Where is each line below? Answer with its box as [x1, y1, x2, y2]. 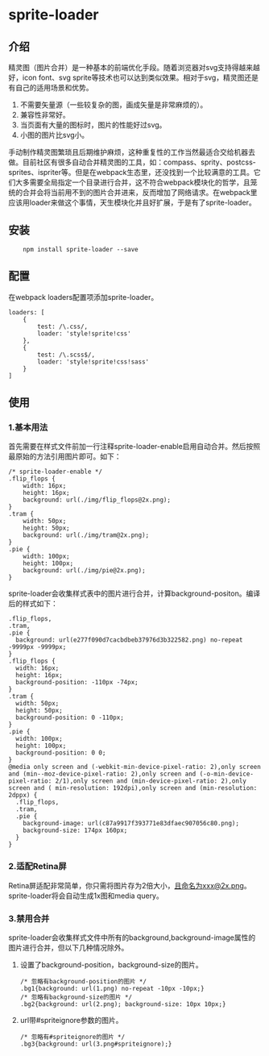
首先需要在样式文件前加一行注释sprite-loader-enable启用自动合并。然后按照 [8, 442, 260, 451]
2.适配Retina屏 [8, 861, 67, 872]
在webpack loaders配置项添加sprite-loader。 [8, 292, 159, 301]
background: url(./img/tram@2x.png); [23, 531, 150, 539]
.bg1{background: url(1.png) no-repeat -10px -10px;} [19, 984, 205, 992]
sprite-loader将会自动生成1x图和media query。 [8, 891, 163, 900]
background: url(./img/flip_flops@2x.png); [23, 496, 172, 505]
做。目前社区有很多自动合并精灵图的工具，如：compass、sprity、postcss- [8, 157, 256, 167]
